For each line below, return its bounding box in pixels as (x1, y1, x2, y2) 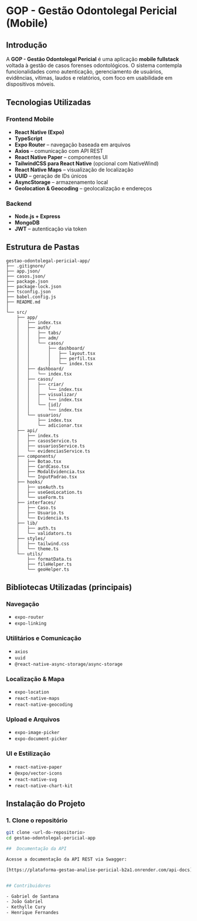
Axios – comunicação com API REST (14, 147, 104, 154)
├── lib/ (16, 520, 38, 526)
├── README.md (6, 299, 41, 305)
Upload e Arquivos (6, 715, 60, 724)
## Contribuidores (6, 883, 51, 889)
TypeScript (14, 135, 43, 142)
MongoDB (14, 219, 40, 226)
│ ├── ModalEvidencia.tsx (16, 468, 85, 474)
